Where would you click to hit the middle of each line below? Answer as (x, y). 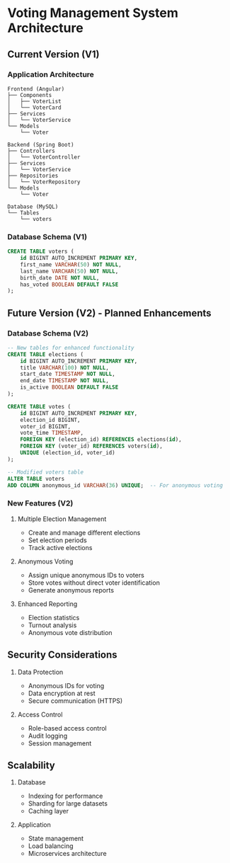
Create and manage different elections (84, 532)
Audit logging (48, 736)
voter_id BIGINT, (46, 426)
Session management (60, 743)
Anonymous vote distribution (70, 632)
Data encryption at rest (62, 693)
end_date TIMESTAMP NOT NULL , (65, 381)
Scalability (31, 765)
